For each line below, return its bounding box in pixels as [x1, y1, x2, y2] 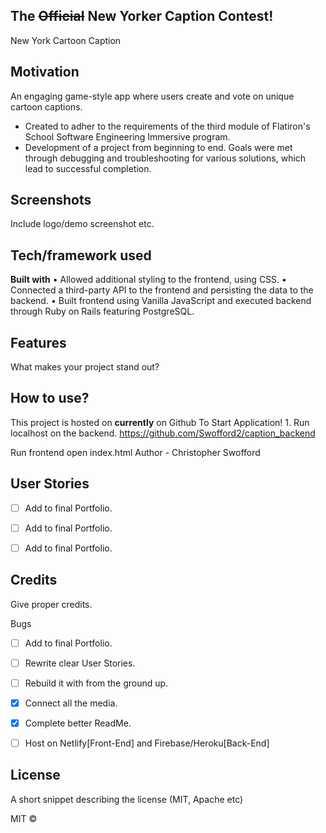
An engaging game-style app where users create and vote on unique [10, 90, 295, 102]
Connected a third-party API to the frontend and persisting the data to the [10, 284, 314, 296]
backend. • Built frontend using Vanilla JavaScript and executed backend [10, 295, 312, 307]
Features [10, 334, 67, 351]
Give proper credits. [10, 598, 93, 610]
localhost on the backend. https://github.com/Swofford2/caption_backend [10, 427, 316, 439]
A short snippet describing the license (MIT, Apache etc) [10, 793, 244, 805]
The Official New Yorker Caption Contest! [10, 8, 274, 25]
